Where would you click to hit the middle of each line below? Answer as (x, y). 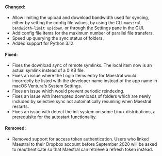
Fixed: (11, 54)
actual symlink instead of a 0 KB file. (48, 70)
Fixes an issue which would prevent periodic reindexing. (68, 91)
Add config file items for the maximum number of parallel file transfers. (83, 33)
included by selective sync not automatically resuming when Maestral (82, 102)
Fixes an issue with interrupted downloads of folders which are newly (81, 96)
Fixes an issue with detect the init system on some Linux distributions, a (84, 112)
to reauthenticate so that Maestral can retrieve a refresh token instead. (83, 149)
